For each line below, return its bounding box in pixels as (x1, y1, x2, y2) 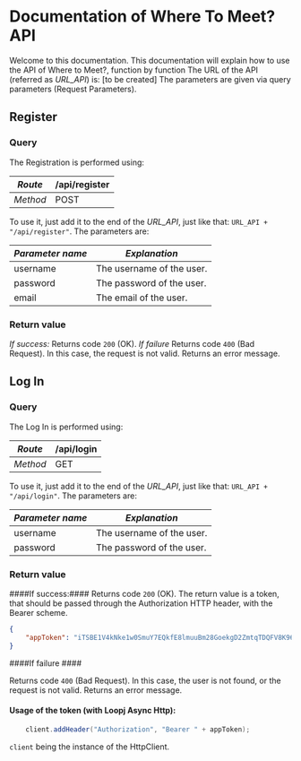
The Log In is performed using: (9, 421, 124, 432)
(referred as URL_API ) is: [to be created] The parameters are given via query (9, 74, 291, 84)
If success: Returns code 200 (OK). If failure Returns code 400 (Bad (9, 338, 255, 349)
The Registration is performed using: (9, 157, 145, 168)
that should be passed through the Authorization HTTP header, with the (9, 598, 273, 609)
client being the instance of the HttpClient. (9, 741, 170, 752)
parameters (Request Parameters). (9, 83, 137, 94)
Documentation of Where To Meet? (9, 6, 276, 27)
